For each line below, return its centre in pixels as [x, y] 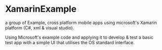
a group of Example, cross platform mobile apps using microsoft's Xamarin [81, 23]
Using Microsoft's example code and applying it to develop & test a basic [79, 37]
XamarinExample [41, 9]
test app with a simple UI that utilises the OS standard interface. [70, 42]
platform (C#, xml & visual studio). [40, 27]
